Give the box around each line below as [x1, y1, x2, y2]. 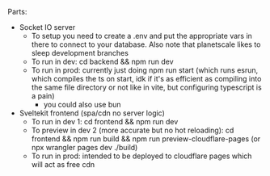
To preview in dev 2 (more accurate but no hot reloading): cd [31, 125, 234, 135]
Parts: [7, 7, 27, 16]
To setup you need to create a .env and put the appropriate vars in [31, 31, 252, 40]
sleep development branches [31, 48, 129, 57]
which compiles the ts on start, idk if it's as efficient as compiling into [31, 74, 262, 83]
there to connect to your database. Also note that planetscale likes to [31, 40, 261, 49]
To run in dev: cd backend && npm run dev [31, 57, 175, 66]
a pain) [31, 91, 55, 100]
